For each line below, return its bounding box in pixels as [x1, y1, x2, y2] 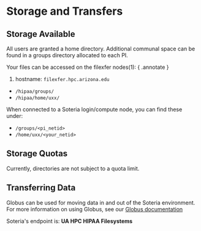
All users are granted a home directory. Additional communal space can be [6, 45, 195, 52]
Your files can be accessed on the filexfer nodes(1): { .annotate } [6, 63, 169, 71]
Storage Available [6, 29, 75, 39]
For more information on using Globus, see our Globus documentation [6, 205, 183, 213]
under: [6, 112, 23, 119]
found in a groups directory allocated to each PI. [6, 52, 129, 59]
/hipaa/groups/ [15, 88, 55, 95]
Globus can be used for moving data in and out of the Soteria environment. [6, 198, 195, 206]
